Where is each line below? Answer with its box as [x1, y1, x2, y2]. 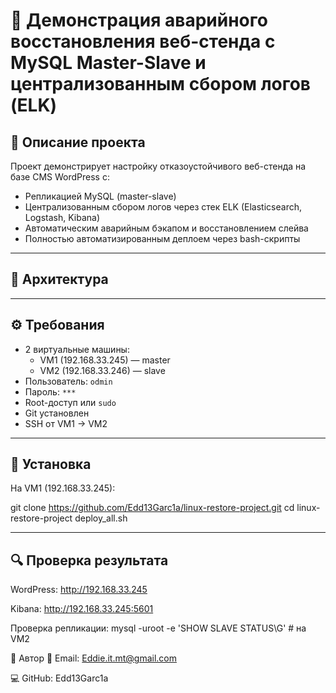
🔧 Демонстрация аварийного [10, 9, 268, 32]
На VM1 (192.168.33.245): [10, 482, 116, 494]
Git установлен [24, 407, 90, 419]
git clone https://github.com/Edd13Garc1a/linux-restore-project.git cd [10, 502, 295, 514]
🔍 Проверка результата [10, 552, 169, 569]
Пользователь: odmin [24, 375, 113, 387]
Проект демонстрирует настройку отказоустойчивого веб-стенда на [10, 160, 307, 172]
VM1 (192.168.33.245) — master [39, 354, 171, 366]
